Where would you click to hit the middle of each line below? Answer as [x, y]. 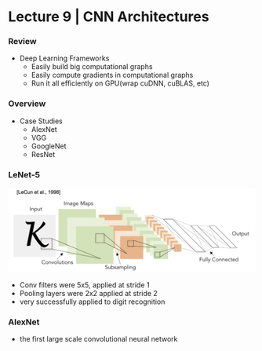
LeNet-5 [24, 174]
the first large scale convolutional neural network [98, 339]
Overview [27, 104]
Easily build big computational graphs [92, 67]
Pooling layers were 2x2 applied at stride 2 [89, 293]
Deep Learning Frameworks [64, 58]
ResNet [43, 154]
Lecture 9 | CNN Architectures [109, 17]
